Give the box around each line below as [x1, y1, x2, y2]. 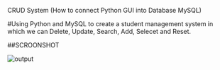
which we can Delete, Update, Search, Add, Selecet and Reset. [7, 28, 192, 35]
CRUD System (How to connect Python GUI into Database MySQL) [7, 6, 202, 14]
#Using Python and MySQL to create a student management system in [7, 20, 214, 28]
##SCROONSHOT [7, 41, 60, 49]
